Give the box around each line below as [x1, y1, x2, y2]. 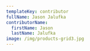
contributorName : [6, 19, 48, 25]
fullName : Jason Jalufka [6, 14, 66, 20]
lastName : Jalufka [11, 30, 56, 36]
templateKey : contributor [6, 8, 69, 15]
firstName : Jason [11, 25, 53, 31]
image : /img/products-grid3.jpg [6, 36, 84, 42]
